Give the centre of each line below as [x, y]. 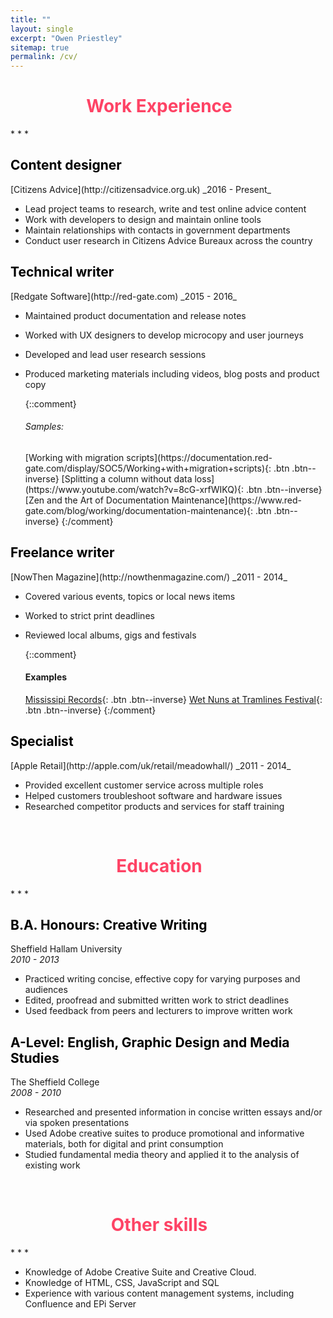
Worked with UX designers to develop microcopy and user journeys [164, 335]
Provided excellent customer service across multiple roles [144, 785]
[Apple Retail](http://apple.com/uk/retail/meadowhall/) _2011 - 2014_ [151, 765]
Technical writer [62, 272]
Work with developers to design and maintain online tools [143, 219]
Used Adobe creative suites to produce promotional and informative [164, 1133]
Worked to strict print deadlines [89, 615]
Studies [35, 1057]
